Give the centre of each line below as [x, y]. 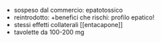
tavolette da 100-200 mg [49, 32]
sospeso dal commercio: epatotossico [68, 10]
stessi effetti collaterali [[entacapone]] [68, 25]
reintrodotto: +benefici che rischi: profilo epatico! [84, 17]
